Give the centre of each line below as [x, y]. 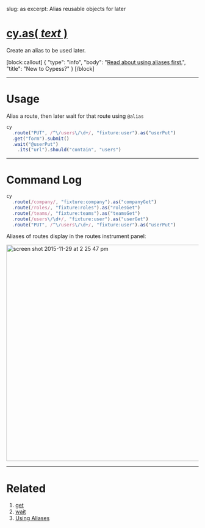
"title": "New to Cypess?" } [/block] [50, 68]
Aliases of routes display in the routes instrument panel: [76, 236]
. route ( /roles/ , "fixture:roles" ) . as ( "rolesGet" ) [76, 208]
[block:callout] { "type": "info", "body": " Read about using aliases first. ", [96, 62]
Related [26, 488]
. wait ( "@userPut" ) [35, 144]
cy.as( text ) [37, 34]
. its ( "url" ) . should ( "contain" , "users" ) [69, 150]
